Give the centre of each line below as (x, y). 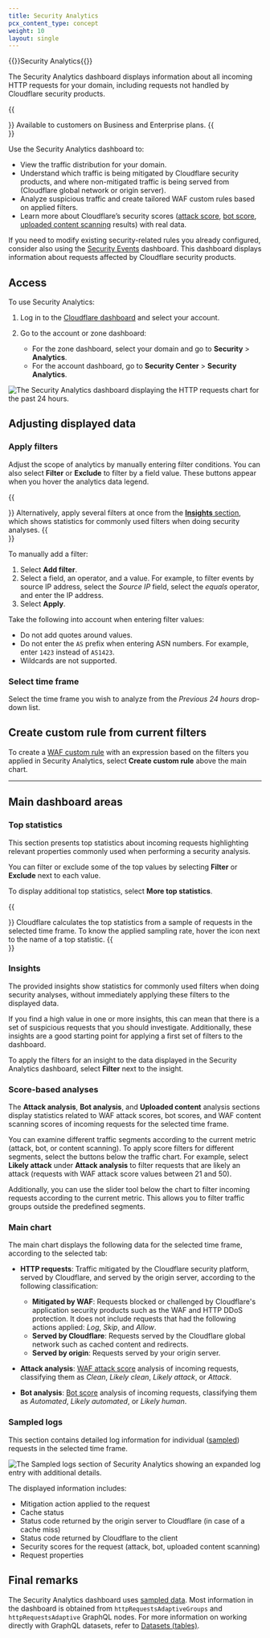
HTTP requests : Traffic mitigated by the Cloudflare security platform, (135, 1269)
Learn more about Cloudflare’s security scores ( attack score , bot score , (138, 216)
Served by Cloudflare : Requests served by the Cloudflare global (139, 1336)
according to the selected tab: (58, 1253)
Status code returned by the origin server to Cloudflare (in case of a (132, 1520)
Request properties (52, 1555)
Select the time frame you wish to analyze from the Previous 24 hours (124, 699)
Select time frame (44, 681)
